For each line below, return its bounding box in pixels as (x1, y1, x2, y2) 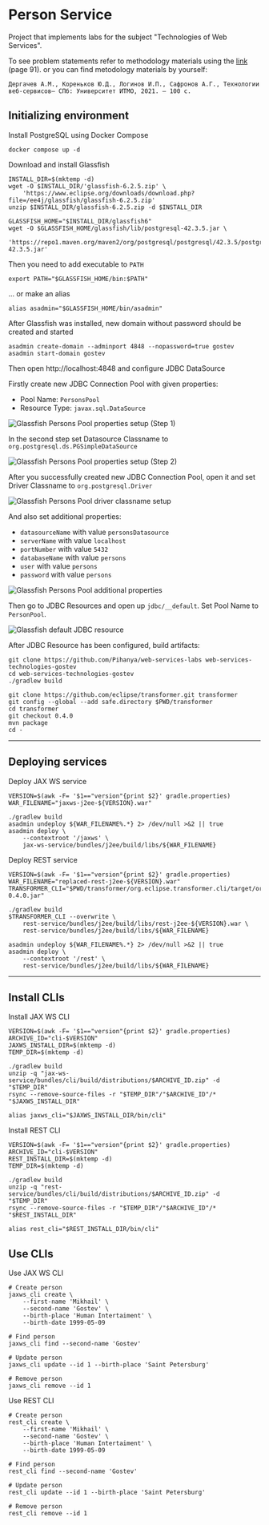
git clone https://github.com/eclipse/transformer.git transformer (8, 690, 239, 698)
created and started (8, 327, 74, 336)
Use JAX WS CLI (8, 1268, 64, 1278)
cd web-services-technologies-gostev (8, 670, 134, 678)
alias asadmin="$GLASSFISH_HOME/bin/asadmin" (8, 304, 163, 312)
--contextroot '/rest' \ (22, 955, 106, 963)
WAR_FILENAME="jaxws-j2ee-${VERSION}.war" (8, 799, 152, 807)
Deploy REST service (8, 855, 78, 864)
